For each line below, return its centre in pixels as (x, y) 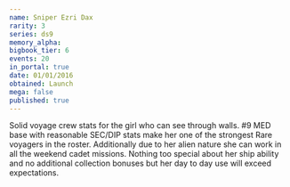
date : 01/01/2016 (41, 76)
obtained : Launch (41, 84)
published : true (39, 100)
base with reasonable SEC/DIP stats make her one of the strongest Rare (141, 135)
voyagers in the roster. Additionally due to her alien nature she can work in (145, 144)
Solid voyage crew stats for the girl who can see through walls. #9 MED (140, 126)
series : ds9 (31, 34)
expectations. (34, 173)
